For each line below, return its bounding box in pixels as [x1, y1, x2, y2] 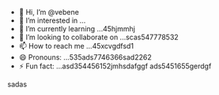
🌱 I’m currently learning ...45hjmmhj [18, 24, 136, 33]
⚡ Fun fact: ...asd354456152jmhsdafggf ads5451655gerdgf [18, 61, 212, 71]
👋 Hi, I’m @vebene [18, 8, 80, 16]
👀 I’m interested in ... [18, 16, 86, 25]
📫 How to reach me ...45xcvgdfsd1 [18, 42, 134, 50]
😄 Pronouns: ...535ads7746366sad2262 [18, 53, 152, 62]
